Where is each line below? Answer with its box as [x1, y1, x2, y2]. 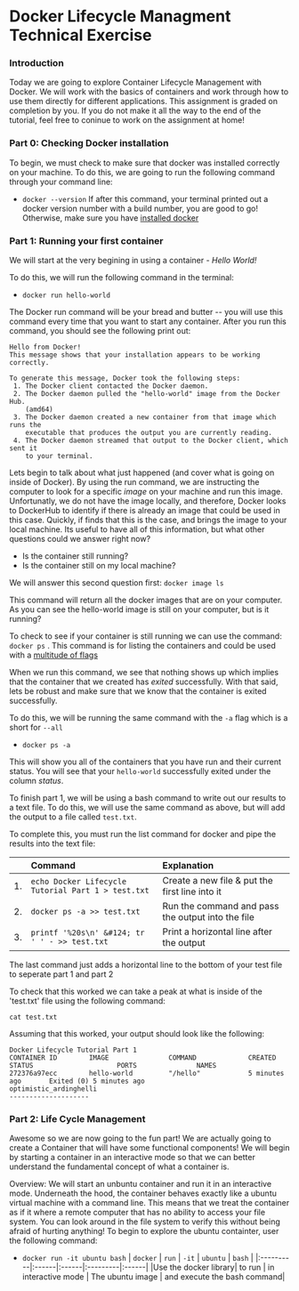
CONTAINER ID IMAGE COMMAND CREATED [9, 1053, 277, 1062]
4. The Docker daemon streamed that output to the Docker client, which [12, 436, 289, 446]
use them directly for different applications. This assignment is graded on [9, 96, 279, 107]
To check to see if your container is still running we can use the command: [9, 631, 282, 641]
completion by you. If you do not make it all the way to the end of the [9, 105, 262, 117]
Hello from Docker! [9, 343, 82, 352]
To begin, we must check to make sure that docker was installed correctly [9, 157, 280, 168]
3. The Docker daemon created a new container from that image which [12, 413, 277, 422]
